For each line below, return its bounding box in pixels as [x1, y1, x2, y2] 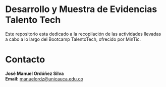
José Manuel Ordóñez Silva [5, 70, 64, 76]
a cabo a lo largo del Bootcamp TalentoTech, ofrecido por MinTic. [5, 36, 141, 42]
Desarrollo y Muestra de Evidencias [5, 4, 157, 15]
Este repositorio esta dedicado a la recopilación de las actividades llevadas [5, 31, 161, 37]
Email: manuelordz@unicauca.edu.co [5, 75, 83, 81]
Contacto [5, 54, 45, 65]
